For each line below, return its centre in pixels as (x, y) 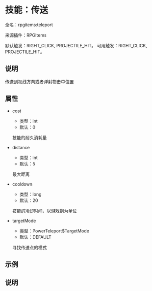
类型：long (30, 194)
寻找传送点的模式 (29, 247)
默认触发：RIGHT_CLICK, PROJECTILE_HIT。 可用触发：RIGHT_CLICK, (76, 45)
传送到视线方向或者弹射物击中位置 (39, 81)
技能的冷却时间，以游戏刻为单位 (44, 211)
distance (21, 147)
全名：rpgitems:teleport (29, 25)
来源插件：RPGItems (26, 35)
